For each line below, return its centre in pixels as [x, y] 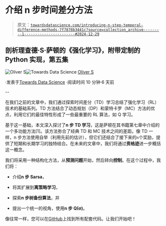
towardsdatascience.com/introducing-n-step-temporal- [87, 25]
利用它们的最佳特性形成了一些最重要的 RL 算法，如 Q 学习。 [75, 114]
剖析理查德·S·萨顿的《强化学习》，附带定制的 [73, 51]
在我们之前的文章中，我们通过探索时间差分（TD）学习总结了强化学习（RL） [82, 102]
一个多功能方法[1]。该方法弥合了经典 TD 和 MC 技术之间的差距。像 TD [76, 131]
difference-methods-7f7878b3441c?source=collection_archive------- [88, 30]
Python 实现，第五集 [37, 60]
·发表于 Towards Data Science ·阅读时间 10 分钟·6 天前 [60, 82]
